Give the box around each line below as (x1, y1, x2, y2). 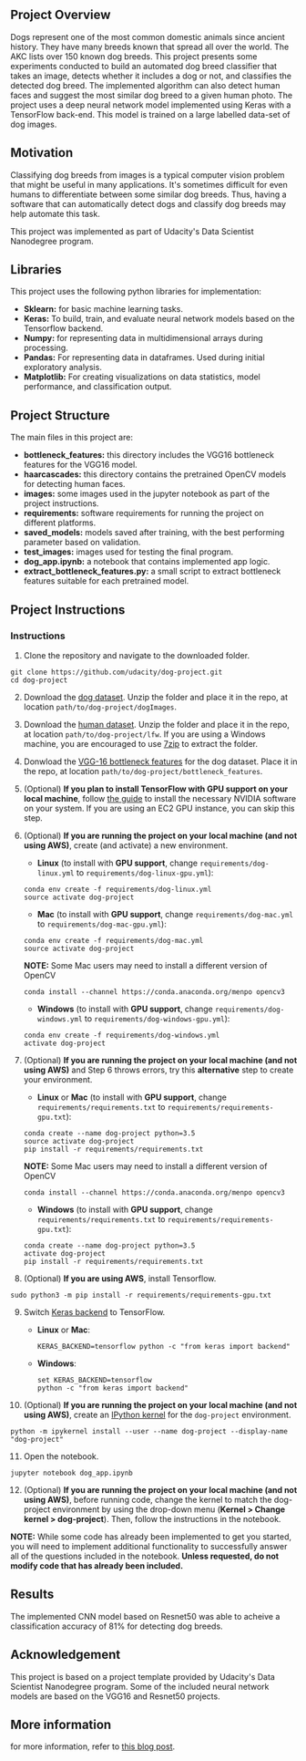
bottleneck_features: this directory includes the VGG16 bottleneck (23, 450, 274, 461)
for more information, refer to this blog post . (10, 1741, 176, 1752)
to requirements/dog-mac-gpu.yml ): (36, 918, 167, 929)
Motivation (10, 145, 74, 161)
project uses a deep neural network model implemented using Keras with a (10, 99, 291, 110)
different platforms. (23, 517, 97, 528)
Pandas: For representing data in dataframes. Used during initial (23, 352, 265, 363)
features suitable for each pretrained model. (23, 575, 189, 586)
